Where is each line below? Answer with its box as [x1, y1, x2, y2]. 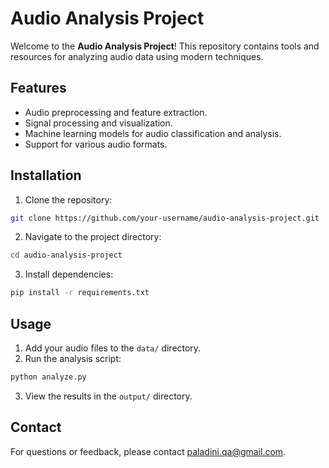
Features [10, 80, 67, 97]
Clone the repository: [24, 193, 113, 206]
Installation [10, 167, 82, 184]
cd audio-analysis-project [10, 250, 123, 261]
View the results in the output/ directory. [24, 390, 193, 402]
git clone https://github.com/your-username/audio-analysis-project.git [10, 213, 320, 223]
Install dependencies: [24, 268, 114, 281]
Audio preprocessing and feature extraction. [24, 106, 208, 118]
